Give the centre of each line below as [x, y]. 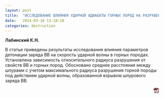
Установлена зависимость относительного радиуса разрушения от [75, 60]
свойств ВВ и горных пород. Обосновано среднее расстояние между [78, 65]
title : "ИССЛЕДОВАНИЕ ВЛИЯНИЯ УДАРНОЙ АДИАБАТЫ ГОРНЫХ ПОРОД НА [73, 15]
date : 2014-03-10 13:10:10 [35, 20]
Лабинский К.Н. [22, 40]
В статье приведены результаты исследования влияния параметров [77, 50]
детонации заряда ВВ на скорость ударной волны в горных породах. [77, 55]
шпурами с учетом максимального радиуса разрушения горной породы [81, 70]
